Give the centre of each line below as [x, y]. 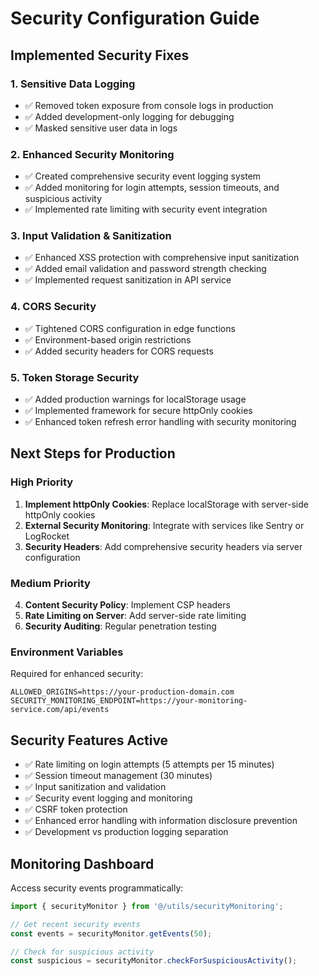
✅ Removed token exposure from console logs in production [149, 105]
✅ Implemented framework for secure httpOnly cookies [138, 411]
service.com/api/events [60, 710]
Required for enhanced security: [77, 674]
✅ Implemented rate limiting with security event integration [146, 209]
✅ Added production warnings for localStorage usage [135, 399]
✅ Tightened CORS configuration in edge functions [130, 328]
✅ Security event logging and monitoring [108, 798]
